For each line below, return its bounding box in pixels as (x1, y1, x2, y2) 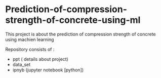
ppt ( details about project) (12, 56, 68, 62)
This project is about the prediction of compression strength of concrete (5, 31, 156, 37)
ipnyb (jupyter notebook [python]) (12, 67, 84, 73)
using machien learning (5, 36, 54, 43)
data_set (12, 61, 31, 67)
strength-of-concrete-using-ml (5, 14, 141, 26)
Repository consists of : (5, 46, 55, 52)
